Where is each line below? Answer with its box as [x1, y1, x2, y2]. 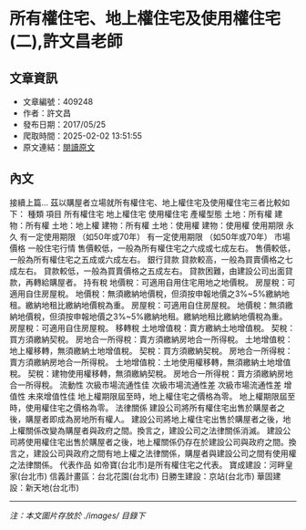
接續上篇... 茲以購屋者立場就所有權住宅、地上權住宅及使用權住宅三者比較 [9, 197, 282, 208]
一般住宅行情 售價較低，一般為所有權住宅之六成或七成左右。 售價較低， [26, 243, 296, 254]
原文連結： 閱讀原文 [22, 142, 96, 152]
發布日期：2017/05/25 [22, 120, 107, 130]
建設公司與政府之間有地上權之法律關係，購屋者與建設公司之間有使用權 [33, 448, 297, 459]
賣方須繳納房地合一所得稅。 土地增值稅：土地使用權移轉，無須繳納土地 [9, 357, 275, 368]
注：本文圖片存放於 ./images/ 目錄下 [9, 510, 146, 521]
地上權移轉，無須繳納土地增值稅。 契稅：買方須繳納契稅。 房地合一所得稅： [9, 345, 293, 356]
